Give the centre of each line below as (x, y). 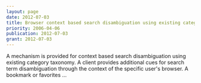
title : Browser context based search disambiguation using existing (93, 23)
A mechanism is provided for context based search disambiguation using (96, 56)
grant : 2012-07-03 (29, 39)
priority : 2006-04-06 (33, 28)
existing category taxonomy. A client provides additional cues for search (95, 62)
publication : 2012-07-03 (37, 34)
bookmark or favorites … (36, 75)
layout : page (22, 12)
